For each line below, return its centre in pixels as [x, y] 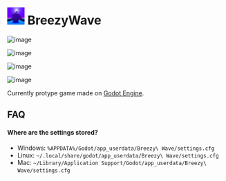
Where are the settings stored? [53, 132]
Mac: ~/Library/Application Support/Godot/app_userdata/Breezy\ [112, 162]
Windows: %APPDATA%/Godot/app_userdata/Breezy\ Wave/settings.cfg [116, 148]
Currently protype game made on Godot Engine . [76, 93]
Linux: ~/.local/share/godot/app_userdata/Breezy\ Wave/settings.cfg [118, 155]
